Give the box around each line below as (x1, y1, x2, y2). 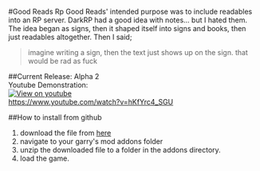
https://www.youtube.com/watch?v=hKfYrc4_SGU (8, 97, 174, 106)
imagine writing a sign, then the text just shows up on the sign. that (27, 48, 249, 57)
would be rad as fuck (27, 56, 98, 66)
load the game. (19, 153, 69, 163)
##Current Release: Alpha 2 (8, 72, 100, 81)
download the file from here (19, 128, 112, 137)
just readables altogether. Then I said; (8, 32, 132, 42)
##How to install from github (8, 113, 102, 122)
